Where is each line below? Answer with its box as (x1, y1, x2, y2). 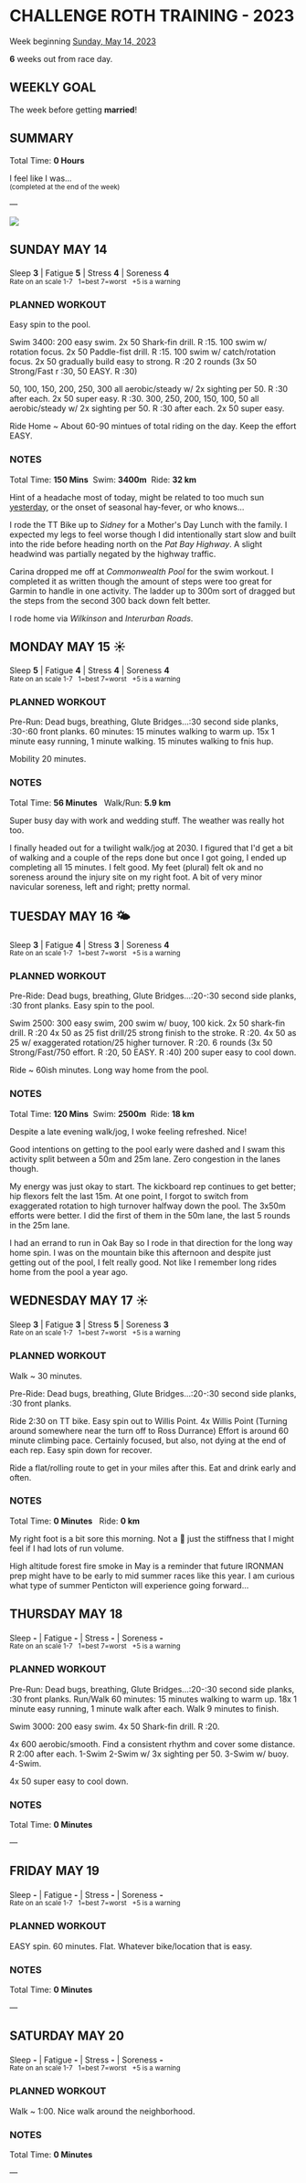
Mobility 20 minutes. (9, 754, 87, 765)
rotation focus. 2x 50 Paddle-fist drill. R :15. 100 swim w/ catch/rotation (9, 346, 277, 357)
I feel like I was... (9, 173, 72, 184)
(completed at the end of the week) (9, 182, 121, 192)
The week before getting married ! (9, 104, 138, 115)
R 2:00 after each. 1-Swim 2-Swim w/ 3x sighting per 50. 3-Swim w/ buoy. (9, 1748, 290, 1759)
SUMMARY (9, 131, 75, 146)
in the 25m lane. (9, 1219, 70, 1230)
